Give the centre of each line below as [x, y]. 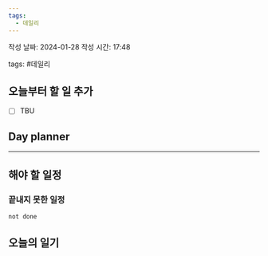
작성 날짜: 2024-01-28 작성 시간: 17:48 [69, 47]
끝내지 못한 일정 [37, 199]
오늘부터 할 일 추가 [51, 91]
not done [23, 216]
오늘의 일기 [34, 243]
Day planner [39, 136]
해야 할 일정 [35, 175]
